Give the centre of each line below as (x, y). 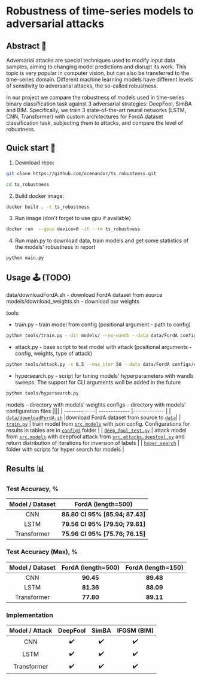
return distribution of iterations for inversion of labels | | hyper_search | (93, 443)
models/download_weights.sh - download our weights (73, 301)
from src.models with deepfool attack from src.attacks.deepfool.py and (96, 437)
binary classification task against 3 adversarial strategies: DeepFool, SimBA (99, 104)
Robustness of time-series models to (100, 11)
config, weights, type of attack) (54, 353)
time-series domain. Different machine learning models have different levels (100, 79)
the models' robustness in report (55, 247)
